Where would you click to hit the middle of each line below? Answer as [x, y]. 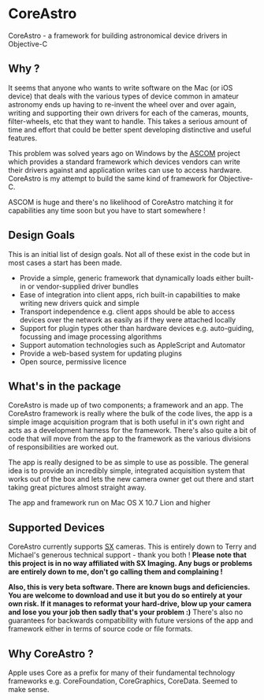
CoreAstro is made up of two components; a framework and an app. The [126, 405]
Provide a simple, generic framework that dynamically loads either [127, 277]
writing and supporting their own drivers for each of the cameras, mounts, [128, 113]
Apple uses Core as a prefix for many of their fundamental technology [122, 672]
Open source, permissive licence [73, 361]
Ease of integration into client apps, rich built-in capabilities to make [130, 294]
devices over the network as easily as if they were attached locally [128, 319]
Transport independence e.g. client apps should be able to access [127, 311]
